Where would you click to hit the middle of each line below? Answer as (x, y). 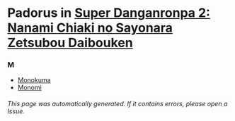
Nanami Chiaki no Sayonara (90, 28)
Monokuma (34, 80)
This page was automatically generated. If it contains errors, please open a (117, 104)
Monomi (30, 88)
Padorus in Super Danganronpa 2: (109, 13)
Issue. (16, 111)
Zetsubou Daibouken (70, 43)
